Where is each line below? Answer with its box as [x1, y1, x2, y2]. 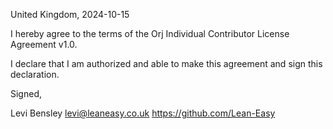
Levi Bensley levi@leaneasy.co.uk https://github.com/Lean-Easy [10, 107, 276, 119]
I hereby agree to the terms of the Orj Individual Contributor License [10, 28, 290, 39]
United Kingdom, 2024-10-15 [10, 9, 130, 20]
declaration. [10, 69, 60, 80]
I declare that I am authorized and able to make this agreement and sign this [10, 58, 323, 69]
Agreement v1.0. [10, 39, 78, 50]
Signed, [10, 88, 42, 99]
